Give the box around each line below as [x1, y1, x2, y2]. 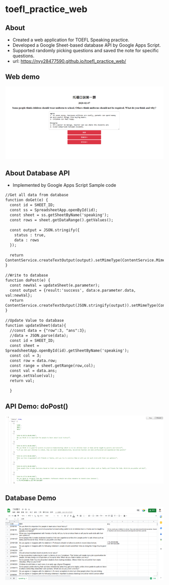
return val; [10, 378, 35, 384]
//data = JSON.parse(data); [10, 333, 69, 338]
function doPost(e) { [5, 278, 51, 283]
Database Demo [5, 494, 56, 502]
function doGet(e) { [5, 197, 49, 203]
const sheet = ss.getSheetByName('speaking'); [10, 212, 109, 218]
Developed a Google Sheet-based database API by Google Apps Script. [12, 42, 161, 48]
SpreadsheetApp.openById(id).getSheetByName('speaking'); [5, 348, 129, 354]
